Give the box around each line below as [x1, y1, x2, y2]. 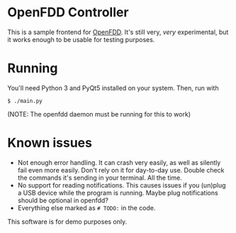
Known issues [7, 135, 92, 151]
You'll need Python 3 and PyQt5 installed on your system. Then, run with [7, 83, 219, 92]
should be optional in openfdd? [17, 196, 108, 205]
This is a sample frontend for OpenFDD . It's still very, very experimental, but [7, 28, 229, 36]
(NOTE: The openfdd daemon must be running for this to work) [7, 109, 191, 118]
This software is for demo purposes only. [7, 217, 128, 226]
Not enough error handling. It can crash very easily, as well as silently [17, 158, 221, 167]
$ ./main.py [7, 97, 43, 104]
